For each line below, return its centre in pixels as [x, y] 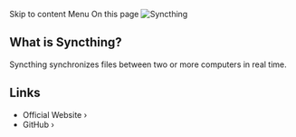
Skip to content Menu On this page [74, 14]
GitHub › [38, 124]
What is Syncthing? [66, 42]
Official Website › [55, 114]
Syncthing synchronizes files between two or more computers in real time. [148, 64]
